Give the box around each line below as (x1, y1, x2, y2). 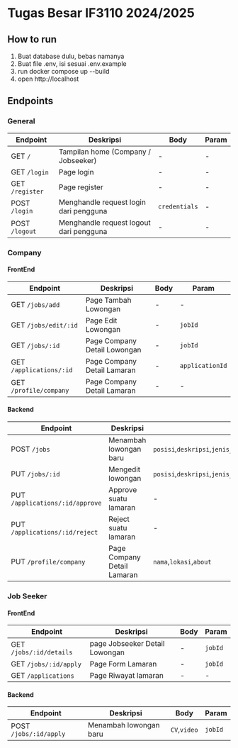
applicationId (179, 362, 227, 369)
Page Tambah (85, 295, 132, 305)
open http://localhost (17, 74, 79, 83)
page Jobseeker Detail (89, 639, 165, 649)
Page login (58, 167, 94, 177)
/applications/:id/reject (11, 528, 98, 537)
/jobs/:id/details (11, 649, 73, 657)
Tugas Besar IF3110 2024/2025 (7, 5, 195, 21)
